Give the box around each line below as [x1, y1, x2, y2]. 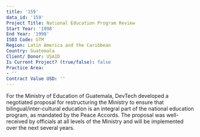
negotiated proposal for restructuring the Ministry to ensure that [6, 99, 164, 106]
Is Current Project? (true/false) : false [6, 59, 111, 65]
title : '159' [6, 8, 39, 15]
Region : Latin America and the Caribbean [6, 43, 111, 49]
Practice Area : [6, 64, 44, 71]
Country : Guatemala [6, 48, 55, 54]
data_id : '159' [6, 14, 44, 20]
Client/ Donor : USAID [6, 53, 60, 59]
